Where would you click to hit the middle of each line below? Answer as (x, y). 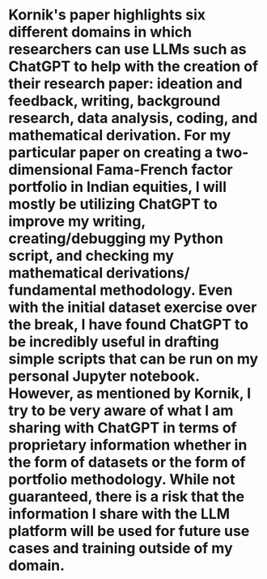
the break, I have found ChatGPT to (129, 325)
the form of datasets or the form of (127, 462)
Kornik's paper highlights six (107, 15)
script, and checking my (91, 256)
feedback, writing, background (114, 101)
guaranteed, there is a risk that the (127, 497)
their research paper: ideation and (125, 84)
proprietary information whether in (128, 445)
